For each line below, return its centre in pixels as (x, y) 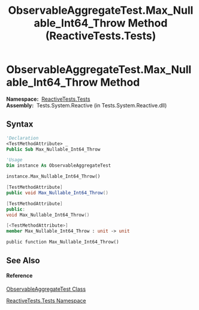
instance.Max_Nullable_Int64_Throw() (53, 177)
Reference (19, 276)
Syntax (20, 124)
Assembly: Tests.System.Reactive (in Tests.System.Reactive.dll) (87, 105)
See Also (23, 261)
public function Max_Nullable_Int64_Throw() (63, 242)
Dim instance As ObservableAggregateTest (59, 165)
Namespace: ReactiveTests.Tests (48, 99)
